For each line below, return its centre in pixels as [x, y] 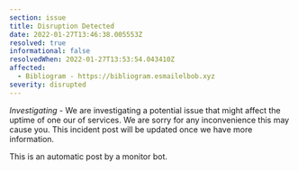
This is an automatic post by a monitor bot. [89, 156]
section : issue [38, 18]
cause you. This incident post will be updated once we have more [131, 129]
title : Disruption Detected [62, 26]
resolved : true [38, 43]
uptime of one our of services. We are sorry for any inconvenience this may [149, 120]
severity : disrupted [48, 85]
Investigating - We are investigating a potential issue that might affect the [145, 110]
